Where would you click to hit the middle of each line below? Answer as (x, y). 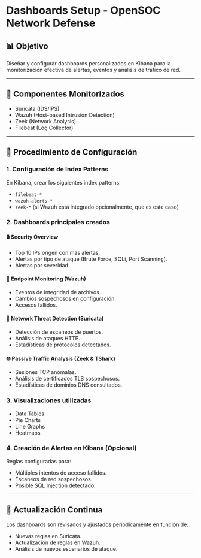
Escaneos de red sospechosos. (54, 479)
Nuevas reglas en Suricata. (48, 536)
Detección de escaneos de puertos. (59, 332)
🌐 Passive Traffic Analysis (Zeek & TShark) (61, 358)
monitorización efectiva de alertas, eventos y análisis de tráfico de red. (94, 70)
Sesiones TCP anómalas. (45, 372)
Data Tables (30, 414)
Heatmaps (28, 433)
